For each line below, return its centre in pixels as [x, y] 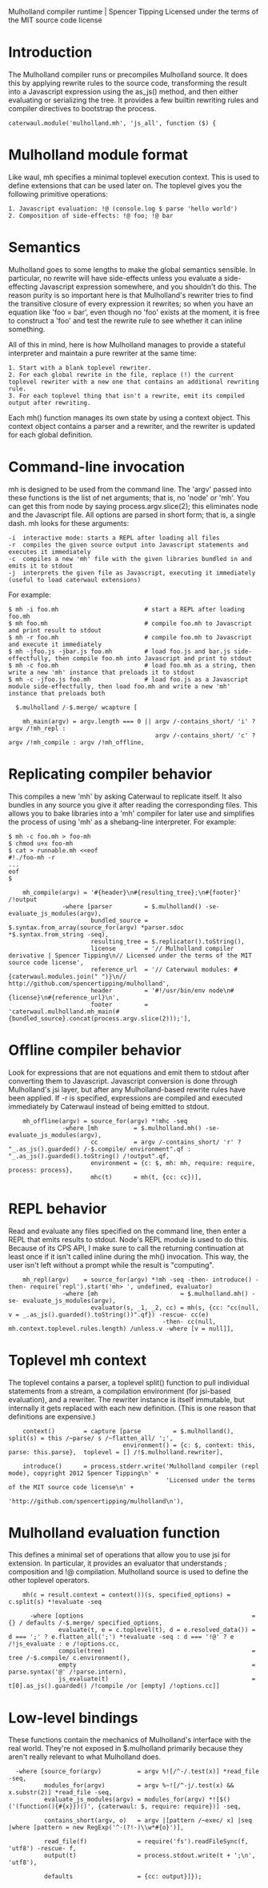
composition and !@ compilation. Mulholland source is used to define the [128, 1572]
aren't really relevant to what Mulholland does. [85, 1757]
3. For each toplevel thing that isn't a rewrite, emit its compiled [127, 395]
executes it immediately [50, 551]
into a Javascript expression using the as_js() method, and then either [123, 91]
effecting [23, 287]
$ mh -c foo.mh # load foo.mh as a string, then [132, 665]
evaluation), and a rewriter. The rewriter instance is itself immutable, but [127, 1399]
